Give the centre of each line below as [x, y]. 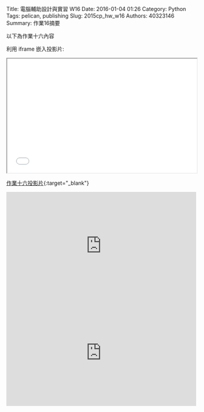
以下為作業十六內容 [30, 36]
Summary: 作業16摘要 [33, 23]
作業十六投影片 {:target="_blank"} [48, 183]
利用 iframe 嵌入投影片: [36, 49]
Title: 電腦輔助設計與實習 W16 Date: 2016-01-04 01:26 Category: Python [96, 9]
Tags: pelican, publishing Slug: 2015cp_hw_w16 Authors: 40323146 [90, 16]
